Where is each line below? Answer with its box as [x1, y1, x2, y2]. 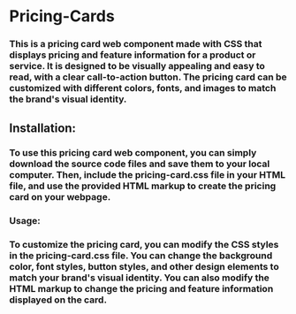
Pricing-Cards [9, 6, 115, 27]
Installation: [9, 120, 77, 135]
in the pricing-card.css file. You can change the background [9, 249, 273, 262]
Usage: [9, 215, 42, 227]
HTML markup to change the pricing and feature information [9, 283, 274, 295]
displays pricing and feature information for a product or [9, 49, 256, 61]
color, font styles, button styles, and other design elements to [9, 261, 280, 273]
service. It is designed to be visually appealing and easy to [9, 60, 265, 73]
